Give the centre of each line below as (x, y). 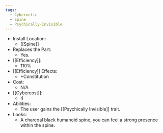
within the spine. (37, 125)
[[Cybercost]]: (28, 93)
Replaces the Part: (32, 49)
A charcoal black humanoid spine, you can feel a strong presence (89, 120)
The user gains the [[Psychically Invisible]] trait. (70, 109)
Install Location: (29, 39)
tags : (11, 10)
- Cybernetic (24, 15)
